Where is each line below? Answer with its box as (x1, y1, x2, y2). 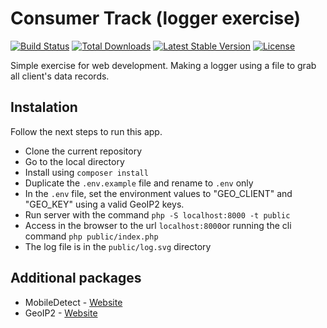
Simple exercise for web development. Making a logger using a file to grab (10, 59, 317, 71)
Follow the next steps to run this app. (10, 125, 163, 137)
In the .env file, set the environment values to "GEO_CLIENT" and (24, 187, 293, 199)
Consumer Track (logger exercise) (10, 7, 302, 30)
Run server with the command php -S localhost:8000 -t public (24, 208, 291, 221)
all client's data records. (10, 70, 110, 82)
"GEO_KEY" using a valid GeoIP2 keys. (24, 198, 185, 210)
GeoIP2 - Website (24, 307, 98, 319)
